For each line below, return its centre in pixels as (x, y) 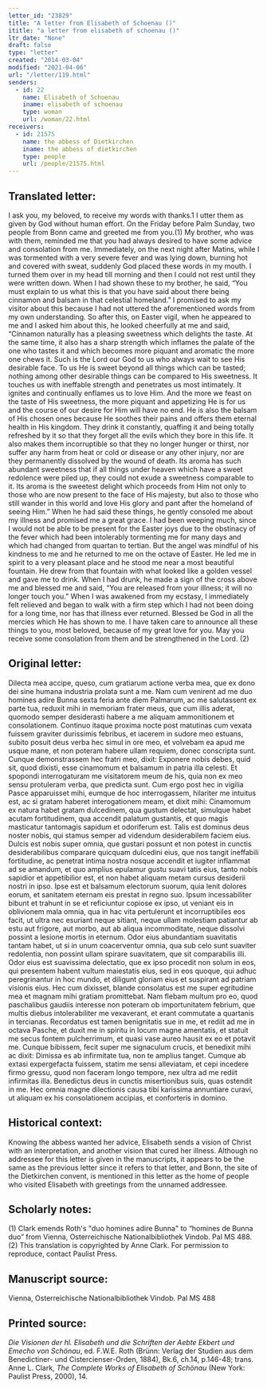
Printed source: (47, 1323)
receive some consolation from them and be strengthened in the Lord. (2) (129, 638)
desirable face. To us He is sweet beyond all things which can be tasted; (127, 367)
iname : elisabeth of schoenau (73, 104)
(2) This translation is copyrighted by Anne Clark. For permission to (118, 1246)
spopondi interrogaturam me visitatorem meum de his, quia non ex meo (126, 776)
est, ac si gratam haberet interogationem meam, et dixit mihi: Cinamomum (130, 801)
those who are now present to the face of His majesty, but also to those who (133, 494)
